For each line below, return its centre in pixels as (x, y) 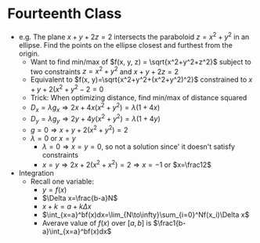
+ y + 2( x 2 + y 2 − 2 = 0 (67, 89)
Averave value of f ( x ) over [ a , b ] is (97, 223)
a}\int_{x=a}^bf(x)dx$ (77, 231)
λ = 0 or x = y (53, 139)
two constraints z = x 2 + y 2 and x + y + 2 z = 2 (105, 71)
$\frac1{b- (170, 223)
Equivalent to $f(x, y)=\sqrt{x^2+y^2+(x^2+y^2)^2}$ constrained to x (141, 80)
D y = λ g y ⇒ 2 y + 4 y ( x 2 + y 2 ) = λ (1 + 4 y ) (96, 119)
